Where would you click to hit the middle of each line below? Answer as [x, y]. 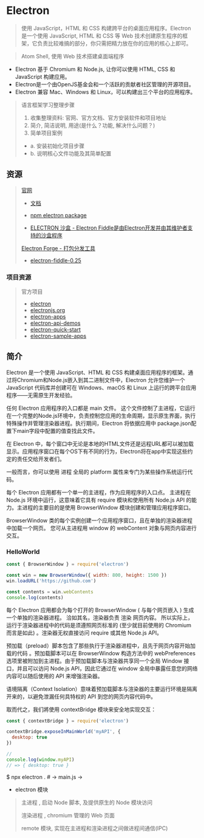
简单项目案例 [46, 133]
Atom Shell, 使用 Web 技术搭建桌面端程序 [73, 56]
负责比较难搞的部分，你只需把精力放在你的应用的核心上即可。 [114, 43]
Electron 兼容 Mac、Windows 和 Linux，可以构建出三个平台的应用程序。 [105, 92]
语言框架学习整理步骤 [48, 104]
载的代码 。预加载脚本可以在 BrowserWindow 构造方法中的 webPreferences [101, 653]
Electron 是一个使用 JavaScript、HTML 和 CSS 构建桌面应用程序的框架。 [97, 372]
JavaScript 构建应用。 [42, 77]
